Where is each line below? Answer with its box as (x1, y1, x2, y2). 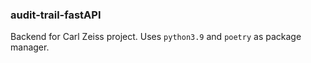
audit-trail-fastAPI (10, 8, 102, 22)
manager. (10, 41, 50, 53)
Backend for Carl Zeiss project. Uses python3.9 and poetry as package (10, 31, 302, 43)
